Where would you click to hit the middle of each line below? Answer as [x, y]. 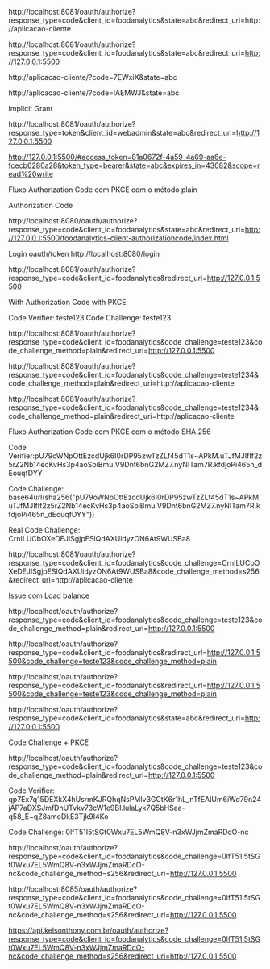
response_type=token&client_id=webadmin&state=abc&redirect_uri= [123, 133]
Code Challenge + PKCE [49, 742]
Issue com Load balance [49, 595]
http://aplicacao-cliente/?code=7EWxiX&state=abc [93, 77]
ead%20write [31, 174]
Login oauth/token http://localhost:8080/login [84, 254]
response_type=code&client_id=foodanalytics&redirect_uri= [108, 278]
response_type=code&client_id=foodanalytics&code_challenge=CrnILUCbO [134, 563]
